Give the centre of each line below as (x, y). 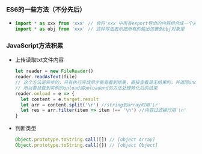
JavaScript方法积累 (35, 45)
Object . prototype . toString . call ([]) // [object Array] (85, 140)
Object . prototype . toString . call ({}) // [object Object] (86, 146)
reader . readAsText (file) (46, 77)
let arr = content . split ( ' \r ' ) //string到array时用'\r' (91, 105)
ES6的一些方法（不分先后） (46, 9)
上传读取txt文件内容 (39, 60)
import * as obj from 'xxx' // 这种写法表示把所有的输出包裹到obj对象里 (100, 29)
